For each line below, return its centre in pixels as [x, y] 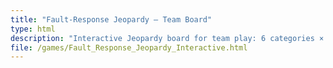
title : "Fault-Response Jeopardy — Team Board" [111, 19]
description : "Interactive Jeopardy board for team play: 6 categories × [167, 38]
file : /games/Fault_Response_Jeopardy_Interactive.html [129, 47]
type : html [33, 29]
